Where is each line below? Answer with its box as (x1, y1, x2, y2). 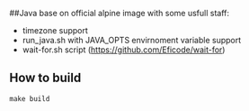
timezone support (22, 25, 88, 35)
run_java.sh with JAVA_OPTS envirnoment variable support (22, 35, 242, 45)
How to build (9, 70, 82, 86)
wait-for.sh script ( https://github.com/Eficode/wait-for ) (22, 44, 226, 55)
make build (9, 94, 50, 103)
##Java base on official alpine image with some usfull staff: (9, 8, 229, 18)
